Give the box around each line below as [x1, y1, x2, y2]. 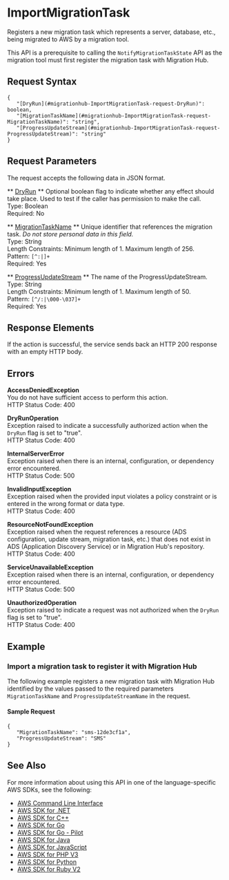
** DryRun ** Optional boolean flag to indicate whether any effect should [7, 187, 215, 195]
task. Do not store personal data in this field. [7, 230, 134, 238]
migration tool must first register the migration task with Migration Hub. [7, 55, 209, 64]
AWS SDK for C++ [17, 814, 69, 822]
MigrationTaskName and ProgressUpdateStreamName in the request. [7, 691, 191, 700]
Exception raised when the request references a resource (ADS [7, 527, 187, 536]
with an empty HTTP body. [7, 348, 83, 356]
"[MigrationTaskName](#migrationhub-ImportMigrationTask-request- [16, 112, 212, 119]
